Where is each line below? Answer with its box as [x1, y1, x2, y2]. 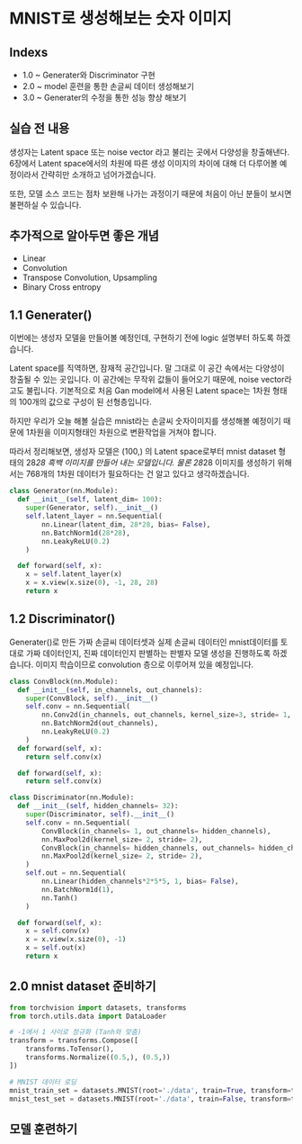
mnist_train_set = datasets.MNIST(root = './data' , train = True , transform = [9, 1085, 292, 1094]
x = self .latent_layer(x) [25, 570, 123, 579]
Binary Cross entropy [22, 281, 102, 293]
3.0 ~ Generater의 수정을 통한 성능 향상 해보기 [22, 92, 187, 103]
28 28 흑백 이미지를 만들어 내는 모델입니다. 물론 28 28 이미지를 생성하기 [25, 457, 276, 468]
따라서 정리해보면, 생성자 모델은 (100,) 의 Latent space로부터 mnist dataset [9, 446, 277, 457]
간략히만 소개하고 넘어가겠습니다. [40, 168, 156, 180]
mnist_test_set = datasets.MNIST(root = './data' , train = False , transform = [9, 1094, 292, 1103]
